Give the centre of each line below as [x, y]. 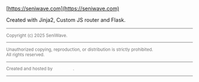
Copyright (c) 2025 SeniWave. [37, 35]
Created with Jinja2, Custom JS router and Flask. [66, 20]
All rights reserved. [25, 55]
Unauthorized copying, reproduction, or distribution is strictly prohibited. [80, 50]
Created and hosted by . [40, 69]
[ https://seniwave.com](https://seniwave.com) [63, 9]
